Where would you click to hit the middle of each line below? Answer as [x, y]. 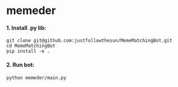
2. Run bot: [20, 64]
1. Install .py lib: [26, 27]
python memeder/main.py [36, 78]
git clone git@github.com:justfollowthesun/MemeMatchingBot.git [89, 41]
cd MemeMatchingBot [31, 46]
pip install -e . [28, 51]
